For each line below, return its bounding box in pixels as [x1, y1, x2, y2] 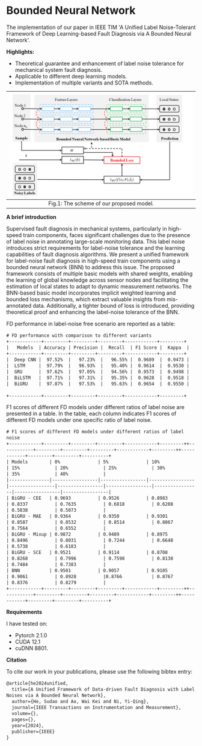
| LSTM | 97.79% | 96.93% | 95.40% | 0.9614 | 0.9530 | [6, 363, 189, 369]
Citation [6, 656, 27, 663]
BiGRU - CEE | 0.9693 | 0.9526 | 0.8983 [11, 495, 168, 501]
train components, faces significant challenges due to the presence [23, 231, 191, 238]
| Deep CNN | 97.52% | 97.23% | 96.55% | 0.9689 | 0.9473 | [6, 357, 189, 363]
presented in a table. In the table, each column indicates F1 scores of [6, 410, 177, 417]
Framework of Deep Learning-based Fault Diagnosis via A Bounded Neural [6, 30, 191, 37]
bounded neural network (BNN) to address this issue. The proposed [6, 263, 174, 270]
